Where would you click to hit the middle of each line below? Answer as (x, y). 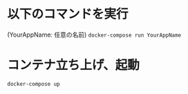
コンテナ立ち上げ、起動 (74, 65)
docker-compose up (34, 84)
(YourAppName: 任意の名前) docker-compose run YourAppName (94, 35)
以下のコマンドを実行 (68, 14)
